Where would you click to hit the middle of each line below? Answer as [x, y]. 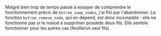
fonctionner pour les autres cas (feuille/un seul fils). [58, 28]
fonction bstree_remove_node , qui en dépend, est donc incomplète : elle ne [81, 18]
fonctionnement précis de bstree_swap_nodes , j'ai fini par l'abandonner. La [80, 12]
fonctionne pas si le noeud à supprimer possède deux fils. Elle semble [77, 23]
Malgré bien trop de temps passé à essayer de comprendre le [68, 7]
